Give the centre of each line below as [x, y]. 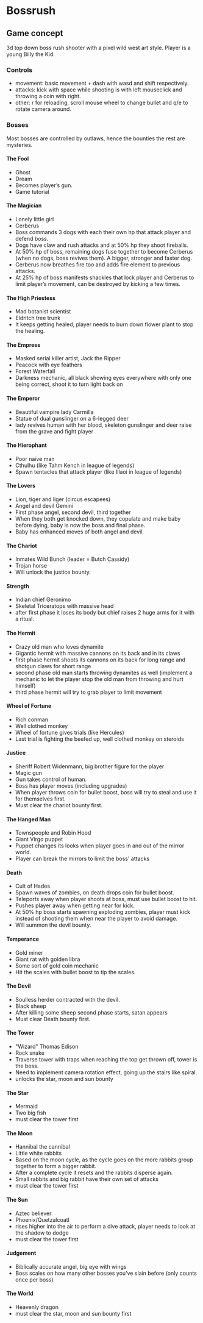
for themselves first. [40, 799]
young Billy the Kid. [30, 54]
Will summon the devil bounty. [53, 925]
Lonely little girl [34, 219]
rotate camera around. [43, 109]
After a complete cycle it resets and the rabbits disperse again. [94, 1173]
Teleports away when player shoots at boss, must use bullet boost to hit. [106, 899]
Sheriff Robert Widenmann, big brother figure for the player [90, 766]
